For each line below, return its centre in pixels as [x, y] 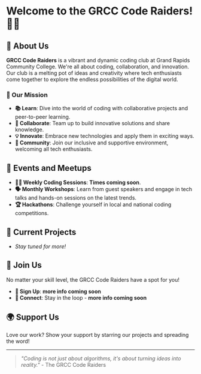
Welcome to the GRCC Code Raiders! [100, 11]
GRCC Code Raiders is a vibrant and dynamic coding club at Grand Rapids [98, 60]
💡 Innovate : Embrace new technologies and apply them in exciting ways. [104, 136]
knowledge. [29, 129]
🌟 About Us [28, 46]
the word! [18, 341]
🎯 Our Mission [27, 95]
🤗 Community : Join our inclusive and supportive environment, [92, 143]
